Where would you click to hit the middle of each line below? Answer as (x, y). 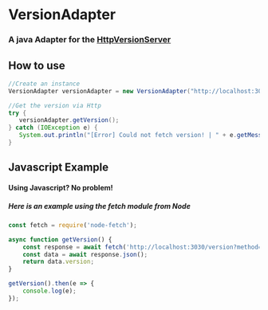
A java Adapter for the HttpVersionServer (90, 40)
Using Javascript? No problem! (61, 187)
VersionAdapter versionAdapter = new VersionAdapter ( (100, 91)
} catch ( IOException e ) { (53, 128)
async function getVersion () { (60, 239)
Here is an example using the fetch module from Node (100, 206)
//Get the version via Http (55, 105)
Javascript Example (59, 168)
